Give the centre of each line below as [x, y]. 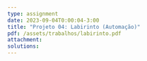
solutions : [23, 46]
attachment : [25, 40]
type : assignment [33, 14]
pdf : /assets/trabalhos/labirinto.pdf [64, 33]
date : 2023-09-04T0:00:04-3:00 [53, 20]
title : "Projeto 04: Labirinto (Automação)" [74, 27]
